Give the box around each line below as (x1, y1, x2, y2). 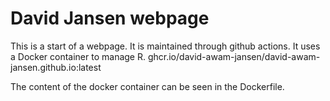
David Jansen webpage (10, 7, 210, 30)
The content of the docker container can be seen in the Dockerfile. (10, 80, 285, 92)
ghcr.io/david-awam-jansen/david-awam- (147, 50, 321, 62)
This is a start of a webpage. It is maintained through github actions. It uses (10, 40, 321, 52)
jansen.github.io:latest (10, 61, 102, 73)
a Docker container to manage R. (10, 50, 147, 62)
